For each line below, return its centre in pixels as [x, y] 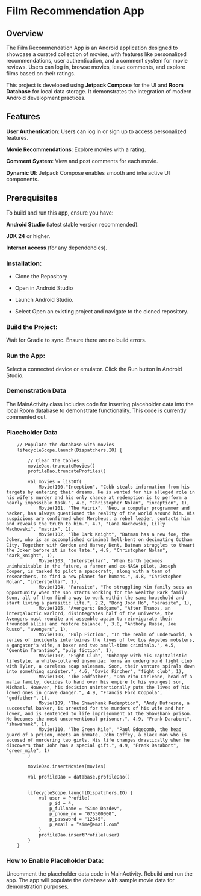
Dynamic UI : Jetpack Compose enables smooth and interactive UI [88, 172]
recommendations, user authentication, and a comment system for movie [97, 61]
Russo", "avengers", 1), [37, 630]
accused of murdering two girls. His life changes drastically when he [98, 740]
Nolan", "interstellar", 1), [43, 582]
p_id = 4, [61, 804]
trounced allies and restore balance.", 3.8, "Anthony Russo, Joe [91, 624]
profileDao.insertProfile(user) [79, 835]
